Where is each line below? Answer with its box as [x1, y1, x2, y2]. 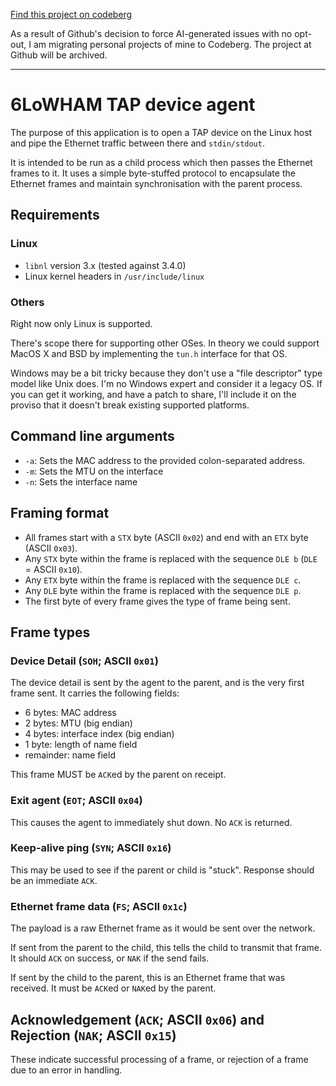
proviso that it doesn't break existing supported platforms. [10, 399, 250, 411]
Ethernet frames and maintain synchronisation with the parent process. [10, 177, 303, 189]
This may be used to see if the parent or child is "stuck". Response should [10, 864, 315, 876]
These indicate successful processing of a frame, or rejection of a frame [10, 1053, 309, 1065]
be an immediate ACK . [10, 874, 98, 886]
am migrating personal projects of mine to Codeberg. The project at [33, 39, 312, 50]
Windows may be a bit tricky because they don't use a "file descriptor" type [10, 367, 323, 379]
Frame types [10, 624, 91, 641]
